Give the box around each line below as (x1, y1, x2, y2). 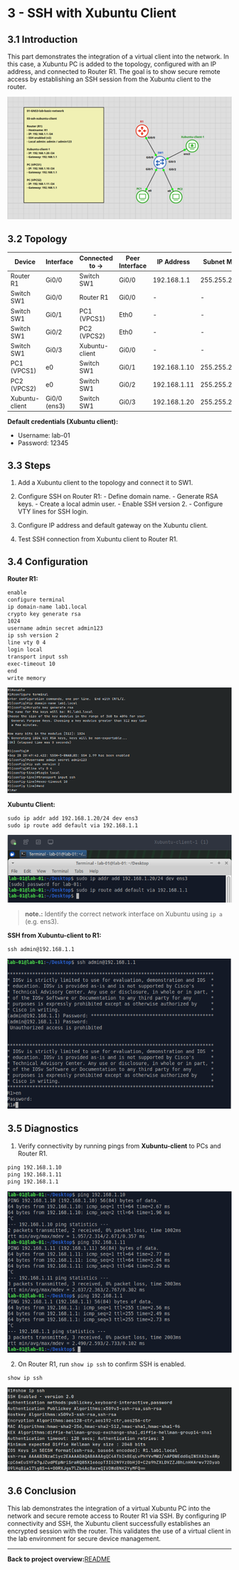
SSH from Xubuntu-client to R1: (7, 931, 102, 940)
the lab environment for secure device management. (7, 1534, 161, 1543)
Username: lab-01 (17, 431, 70, 440)
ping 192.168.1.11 (7, 1170, 62, 1178)
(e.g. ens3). (24, 917, 59, 926)
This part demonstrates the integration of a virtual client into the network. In (7, 52, 230, 61)
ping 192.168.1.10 (7, 1163, 62, 1171)
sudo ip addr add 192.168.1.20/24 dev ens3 (7, 815, 139, 822)
